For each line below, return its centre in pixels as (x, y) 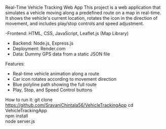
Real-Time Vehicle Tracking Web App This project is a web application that (83, 7)
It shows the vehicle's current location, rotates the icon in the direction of (81, 18)
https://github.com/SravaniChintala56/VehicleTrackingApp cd (69, 105)
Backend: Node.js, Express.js (43, 43)
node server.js (20, 121)
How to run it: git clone (29, 100)
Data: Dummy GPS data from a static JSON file (61, 54)
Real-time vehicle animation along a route (56, 74)
